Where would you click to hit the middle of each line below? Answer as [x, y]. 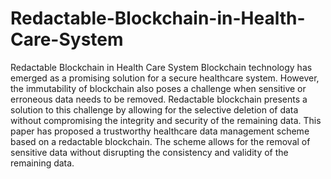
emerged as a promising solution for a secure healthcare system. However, [165, 78]
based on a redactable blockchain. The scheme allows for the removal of [160, 141]
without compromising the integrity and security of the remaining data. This [166, 120]
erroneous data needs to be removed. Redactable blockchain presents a [159, 99]
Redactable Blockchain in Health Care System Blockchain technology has [161, 67]
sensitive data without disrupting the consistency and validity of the [149, 152]
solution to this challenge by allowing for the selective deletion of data [154, 109]
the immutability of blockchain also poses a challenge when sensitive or [158, 88]
